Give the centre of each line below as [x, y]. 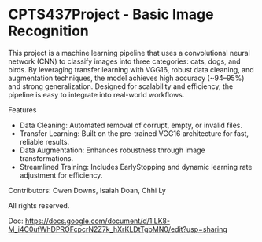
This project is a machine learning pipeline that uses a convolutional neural [129, 53]
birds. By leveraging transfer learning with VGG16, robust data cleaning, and [131, 69]
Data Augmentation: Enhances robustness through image [113, 150]
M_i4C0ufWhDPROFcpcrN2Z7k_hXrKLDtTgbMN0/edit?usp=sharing [118, 229]
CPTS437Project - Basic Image [111, 15]
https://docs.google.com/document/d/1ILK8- [98, 221]
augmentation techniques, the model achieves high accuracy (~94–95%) [126, 78]
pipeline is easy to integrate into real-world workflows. [96, 94]
